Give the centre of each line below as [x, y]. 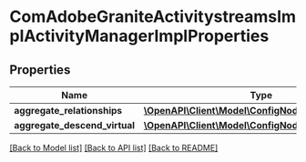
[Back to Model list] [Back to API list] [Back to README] [114, 148]
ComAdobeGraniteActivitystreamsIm [153, 17]
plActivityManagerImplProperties [139, 36]
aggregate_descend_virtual [74, 125]
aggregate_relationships [68, 111]
